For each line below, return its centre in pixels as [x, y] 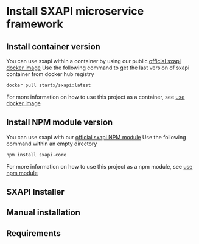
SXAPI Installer [36, 192]
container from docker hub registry [50, 74]
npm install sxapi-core [37, 155]
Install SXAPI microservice [75, 11]
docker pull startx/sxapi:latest [49, 85]
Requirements [33, 233]
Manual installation [44, 213]
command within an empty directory [52, 144]
